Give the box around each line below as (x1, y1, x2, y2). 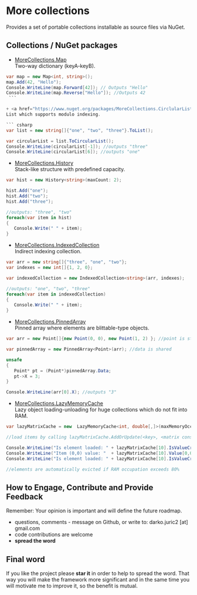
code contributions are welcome (14, 531, 93, 538)
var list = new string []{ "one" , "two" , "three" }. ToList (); (6, 127, 154, 133)
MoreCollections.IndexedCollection (14, 242, 100, 249)
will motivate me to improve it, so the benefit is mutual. (6, 582, 138, 589)
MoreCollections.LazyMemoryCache (14, 400, 104, 407)
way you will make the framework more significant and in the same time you (6, 576, 190, 583)
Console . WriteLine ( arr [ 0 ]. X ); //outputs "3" (6, 389, 117, 395)
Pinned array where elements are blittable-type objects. (14, 324, 150, 332)
